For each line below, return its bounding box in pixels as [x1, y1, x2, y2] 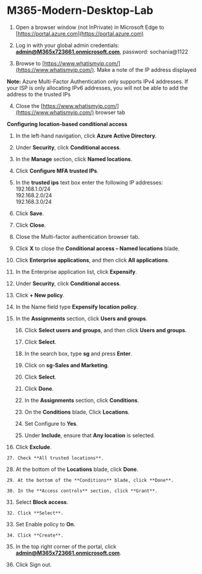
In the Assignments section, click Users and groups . [15, 315, 148, 322]
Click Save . [15, 209, 44, 217]
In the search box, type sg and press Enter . [24, 350, 133, 357]
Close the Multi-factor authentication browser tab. [15, 233, 140, 240]
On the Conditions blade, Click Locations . [24, 408, 130, 415]
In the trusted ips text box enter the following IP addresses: [15, 178, 164, 186]
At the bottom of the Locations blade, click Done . [15, 465, 139, 473]
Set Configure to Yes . [24, 420, 78, 427]
